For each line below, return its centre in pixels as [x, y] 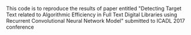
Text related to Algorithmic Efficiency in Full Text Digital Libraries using [92, 15]
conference [20, 27]
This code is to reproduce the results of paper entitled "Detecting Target [94, 8]
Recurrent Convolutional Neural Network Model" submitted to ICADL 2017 [95, 21]
